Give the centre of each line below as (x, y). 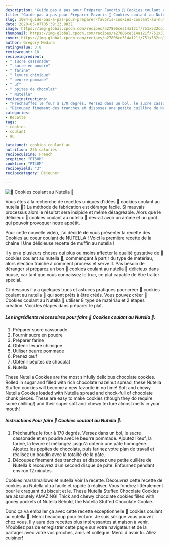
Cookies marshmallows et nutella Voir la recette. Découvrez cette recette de (84, 480)
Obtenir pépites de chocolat (41, 362)
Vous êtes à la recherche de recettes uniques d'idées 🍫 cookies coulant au (82, 202)
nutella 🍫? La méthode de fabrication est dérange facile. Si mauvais (75, 207)
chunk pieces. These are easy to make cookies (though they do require (79, 398)
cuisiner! (14, 538)
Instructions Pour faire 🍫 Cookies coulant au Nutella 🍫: (63, 420)
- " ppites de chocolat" (31, 89)
